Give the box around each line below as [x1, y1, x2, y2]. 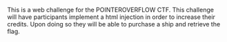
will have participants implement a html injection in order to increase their [7, 13, 216, 21]
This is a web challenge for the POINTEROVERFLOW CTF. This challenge [7, 6, 214, 14]
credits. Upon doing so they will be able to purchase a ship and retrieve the [7, 20, 221, 28]
